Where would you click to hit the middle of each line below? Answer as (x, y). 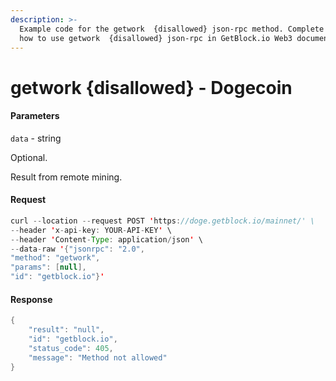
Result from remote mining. (66, 177)
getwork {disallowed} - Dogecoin (151, 87)
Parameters (35, 116)
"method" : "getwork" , (55, 258)
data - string (36, 138)
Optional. (29, 157)
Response (31, 299)
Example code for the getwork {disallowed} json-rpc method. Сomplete (172, 29)
